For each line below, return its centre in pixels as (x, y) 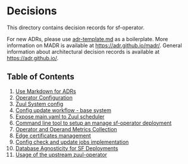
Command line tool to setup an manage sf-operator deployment (93, 123)
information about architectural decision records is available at (83, 51)
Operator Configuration (44, 97)
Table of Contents (41, 77)
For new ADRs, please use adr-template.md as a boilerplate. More (87, 39)
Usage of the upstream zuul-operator (61, 154)
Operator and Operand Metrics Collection (66, 129)
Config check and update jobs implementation (72, 142)
